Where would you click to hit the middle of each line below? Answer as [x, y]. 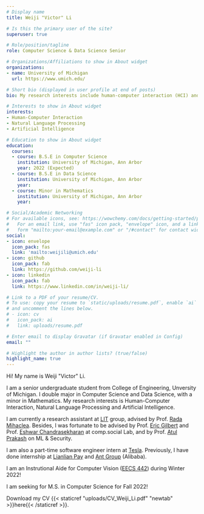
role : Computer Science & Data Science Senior [66, 51]
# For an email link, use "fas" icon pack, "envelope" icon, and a [96, 224]
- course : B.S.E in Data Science [54, 174]
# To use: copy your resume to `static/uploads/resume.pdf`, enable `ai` [102, 303]
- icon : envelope [28, 241]
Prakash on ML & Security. [39, 439]
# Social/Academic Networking [45, 213]
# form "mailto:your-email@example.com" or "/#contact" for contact [97, 230]
